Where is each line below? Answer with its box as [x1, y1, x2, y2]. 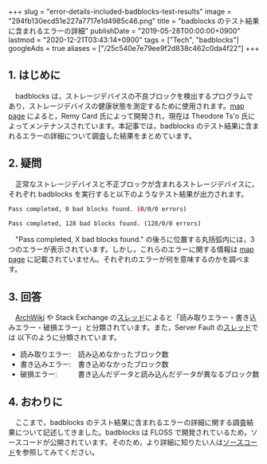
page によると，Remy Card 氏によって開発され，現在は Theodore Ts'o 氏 [8, 111, 249, 120]
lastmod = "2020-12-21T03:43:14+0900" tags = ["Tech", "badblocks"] [8, 35, 239, 45]
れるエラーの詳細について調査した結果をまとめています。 [8, 131, 197, 140]
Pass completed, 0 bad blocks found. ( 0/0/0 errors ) [8, 205, 187, 213]
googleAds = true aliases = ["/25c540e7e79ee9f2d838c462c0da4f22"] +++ [8, 44, 260, 53]
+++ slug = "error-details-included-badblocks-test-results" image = [8, 7, 232, 16]
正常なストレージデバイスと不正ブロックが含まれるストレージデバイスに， [14, 179, 259, 189]
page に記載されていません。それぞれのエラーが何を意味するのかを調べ [8, 255, 243, 264]
